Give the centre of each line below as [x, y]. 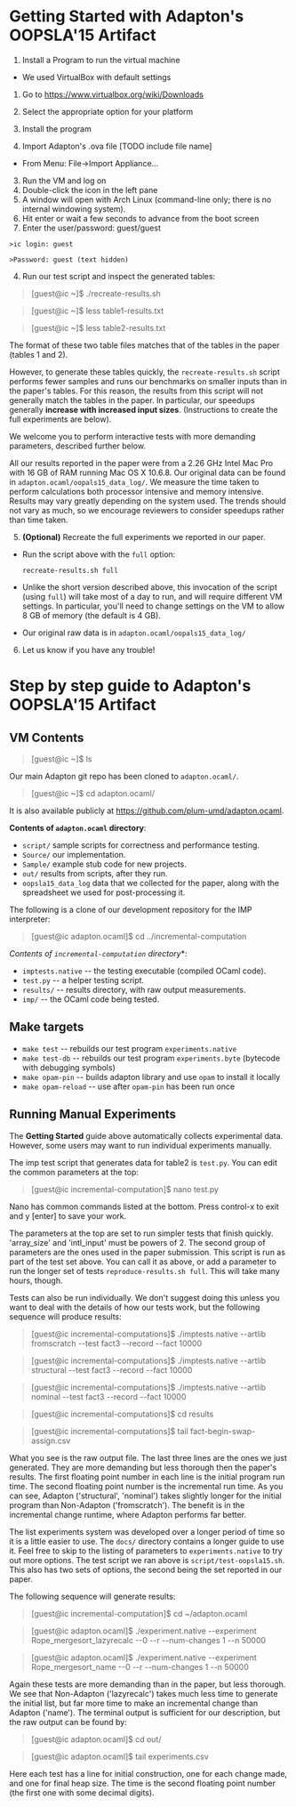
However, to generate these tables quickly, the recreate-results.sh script [144, 372]
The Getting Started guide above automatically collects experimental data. [146, 1135]
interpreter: [30, 919]
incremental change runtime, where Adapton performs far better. [128, 1514]
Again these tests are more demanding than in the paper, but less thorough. [148, 1684]
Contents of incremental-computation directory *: [98, 953]
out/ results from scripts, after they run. [95, 873]
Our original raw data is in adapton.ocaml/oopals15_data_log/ [134, 633]
